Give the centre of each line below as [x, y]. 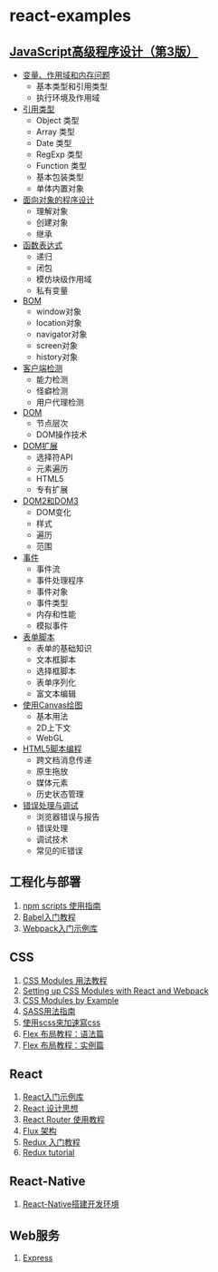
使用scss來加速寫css [62, 1022]
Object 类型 [57, 120]
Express [38, 1258]
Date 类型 [54, 143]
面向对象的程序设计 [58, 200]
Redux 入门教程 [52, 1142]
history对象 [57, 357]
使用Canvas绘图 [52, 705]
